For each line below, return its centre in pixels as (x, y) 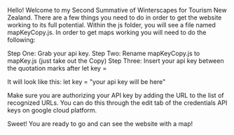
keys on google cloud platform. (52, 110)
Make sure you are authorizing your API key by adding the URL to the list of (116, 95)
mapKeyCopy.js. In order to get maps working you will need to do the (107, 32)
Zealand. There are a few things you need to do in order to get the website (115, 17)
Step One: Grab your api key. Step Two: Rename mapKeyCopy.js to (104, 53)
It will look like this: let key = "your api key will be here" (87, 82)
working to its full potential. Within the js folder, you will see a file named (111, 25)
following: (21, 40)
